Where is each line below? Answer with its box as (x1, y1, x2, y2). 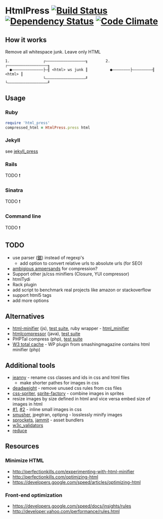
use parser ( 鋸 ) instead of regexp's (12, 255, 85, 261)
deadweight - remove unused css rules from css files (12, 385, 122, 391)
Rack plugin (12, 282, 37, 288)
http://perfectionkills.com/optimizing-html (12, 473, 99, 480)
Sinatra (5, 187, 23, 194)
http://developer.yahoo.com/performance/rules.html (12, 508, 120, 514)
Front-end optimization (5, 491, 62, 498)
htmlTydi (12, 276, 31, 282)
